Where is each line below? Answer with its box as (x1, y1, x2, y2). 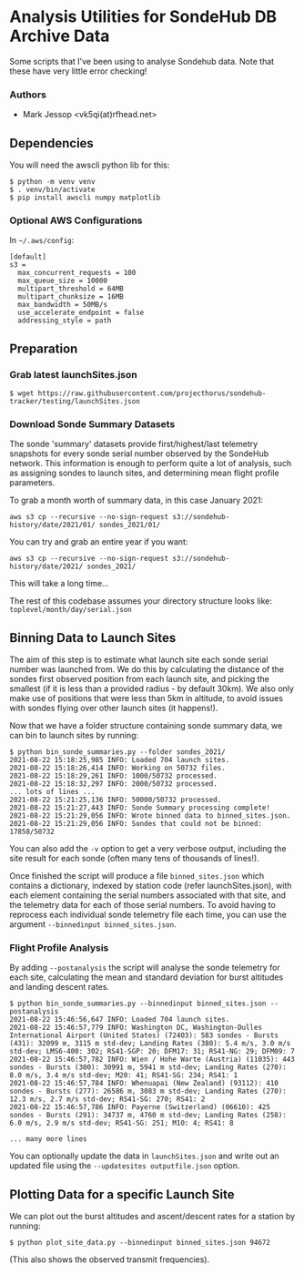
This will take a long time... (9, 578, 109, 589)
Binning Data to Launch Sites (9, 630, 177, 646)
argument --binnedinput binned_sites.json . (9, 919, 177, 930)
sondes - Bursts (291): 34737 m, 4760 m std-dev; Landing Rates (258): (9, 1111, 287, 1120)
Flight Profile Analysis (9, 942, 109, 954)
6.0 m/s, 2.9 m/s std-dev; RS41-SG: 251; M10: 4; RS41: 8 (9, 1118, 234, 1128)
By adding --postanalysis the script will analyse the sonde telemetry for (9, 963, 280, 973)
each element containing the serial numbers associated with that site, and (9, 890, 287, 901)
